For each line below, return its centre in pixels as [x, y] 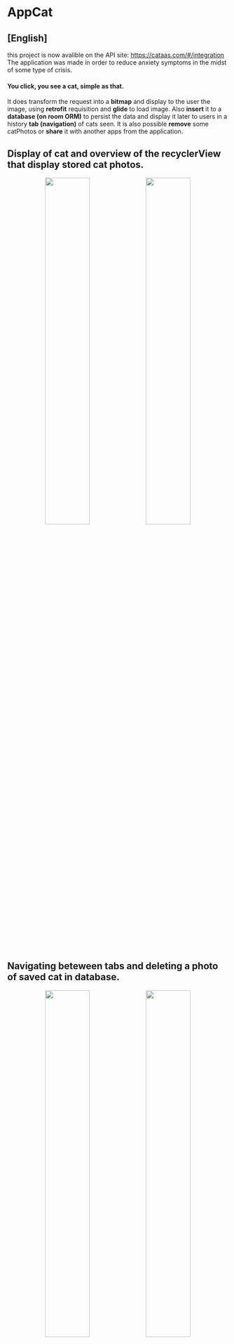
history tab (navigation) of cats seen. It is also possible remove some [108, 124]
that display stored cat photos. [76, 165]
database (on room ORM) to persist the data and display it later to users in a [117, 117]
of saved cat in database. [64, 977]
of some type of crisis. [40, 70]
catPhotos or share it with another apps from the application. [95, 131]
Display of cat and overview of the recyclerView [114, 153]
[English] [27, 38]
